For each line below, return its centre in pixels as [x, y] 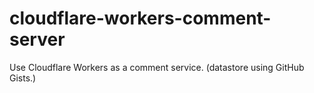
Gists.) [23, 78]
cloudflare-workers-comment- [140, 18]
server [37, 39]
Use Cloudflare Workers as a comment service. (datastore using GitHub [157, 67]
